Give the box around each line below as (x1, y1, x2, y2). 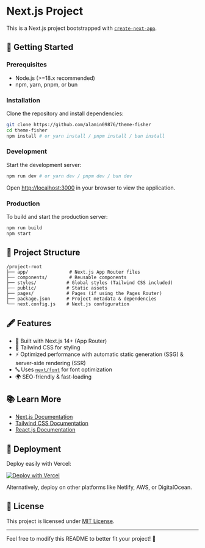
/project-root (6, 263, 43, 269)
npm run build (6, 225, 43, 231)
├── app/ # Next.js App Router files (6, 269, 140, 275)
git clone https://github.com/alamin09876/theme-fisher (6, 121, 151, 127)
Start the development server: (6, 161, 82, 168)
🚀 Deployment (6, 444, 61, 454)
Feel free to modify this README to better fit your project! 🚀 (6, 535, 156, 542)
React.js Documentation (15, 426, 76, 433)
